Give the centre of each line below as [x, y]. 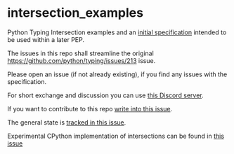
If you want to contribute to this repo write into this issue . [90, 108]
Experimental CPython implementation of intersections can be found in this [116, 136]
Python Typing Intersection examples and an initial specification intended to [117, 32]
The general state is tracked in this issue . [67, 122]
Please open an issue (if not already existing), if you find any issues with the [117, 74]
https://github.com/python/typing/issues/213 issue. [82, 60]
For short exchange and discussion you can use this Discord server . [105, 95]
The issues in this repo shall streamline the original [81, 53]
